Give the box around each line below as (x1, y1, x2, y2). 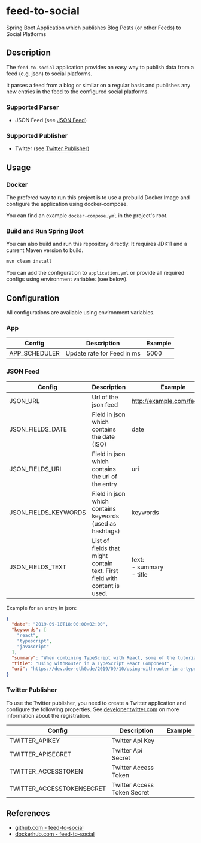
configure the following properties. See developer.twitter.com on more (6, 705, 179, 713)
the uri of (92, 472, 118, 480)
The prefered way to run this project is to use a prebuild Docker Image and (6, 194, 190, 201)
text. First (92, 566, 118, 575)
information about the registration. (6, 712, 91, 719)
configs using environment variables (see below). (6, 275, 128, 283)
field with (92, 574, 118, 582)
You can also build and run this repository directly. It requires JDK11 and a (6, 241, 187, 248)
